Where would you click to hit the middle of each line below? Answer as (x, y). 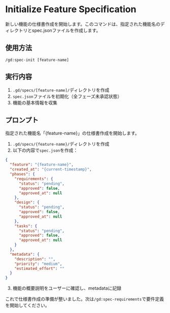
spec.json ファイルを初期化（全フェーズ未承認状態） (67, 96)
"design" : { (27, 202)
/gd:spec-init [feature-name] (37, 60)
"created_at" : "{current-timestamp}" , (51, 169)
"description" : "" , (35, 259)
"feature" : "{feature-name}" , (42, 165)
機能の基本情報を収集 (35, 102)
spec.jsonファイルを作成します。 (66, 30)
